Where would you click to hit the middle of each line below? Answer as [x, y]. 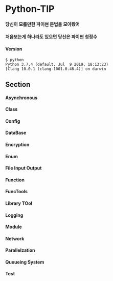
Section [18, 85]
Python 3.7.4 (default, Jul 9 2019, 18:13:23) [57, 64]
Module [14, 227]
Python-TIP [30, 9]
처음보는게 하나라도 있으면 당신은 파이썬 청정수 [51, 37]
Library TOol [19, 203]
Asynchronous [21, 98]
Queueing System [25, 262]
